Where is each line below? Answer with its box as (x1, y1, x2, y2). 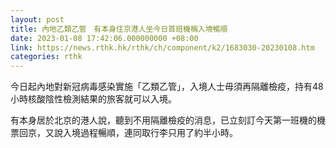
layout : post (10, 14, 65, 25)
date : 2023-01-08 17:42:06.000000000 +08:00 (10, 33, 199, 43)
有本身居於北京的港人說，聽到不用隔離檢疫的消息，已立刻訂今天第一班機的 (10, 114, 317, 126)
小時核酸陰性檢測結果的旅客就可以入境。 (10, 93, 177, 105)
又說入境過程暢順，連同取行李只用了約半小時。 (44, 127, 238, 139)
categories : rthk (10, 52, 83, 62)
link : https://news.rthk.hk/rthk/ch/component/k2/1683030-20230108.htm (10, 42, 315, 53)
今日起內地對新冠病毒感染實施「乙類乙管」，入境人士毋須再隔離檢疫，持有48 (10, 81, 324, 93)
